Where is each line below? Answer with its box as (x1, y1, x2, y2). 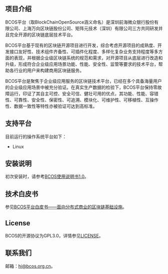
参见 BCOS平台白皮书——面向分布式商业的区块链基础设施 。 (5, 204, 127, 210)
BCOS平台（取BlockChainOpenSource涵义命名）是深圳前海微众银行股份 (5, 19, 154, 25)
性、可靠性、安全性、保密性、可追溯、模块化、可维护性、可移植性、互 (5, 97, 150, 103)
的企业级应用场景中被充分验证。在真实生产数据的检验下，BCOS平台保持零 (5, 84, 158, 90)
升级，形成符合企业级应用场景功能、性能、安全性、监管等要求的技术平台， (5, 61, 158, 67)
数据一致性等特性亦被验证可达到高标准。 (13, 103, 97, 109)
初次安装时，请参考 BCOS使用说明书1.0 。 (5, 174, 89, 180)
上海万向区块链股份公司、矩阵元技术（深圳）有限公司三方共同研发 (22, 25, 158, 31)
